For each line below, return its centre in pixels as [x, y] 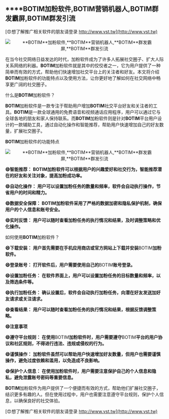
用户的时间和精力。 [29, 192]
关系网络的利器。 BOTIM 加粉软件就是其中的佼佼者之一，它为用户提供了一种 [83, 65]
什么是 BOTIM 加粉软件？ [30, 95]
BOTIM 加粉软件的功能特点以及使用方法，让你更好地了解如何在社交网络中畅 [83, 78]
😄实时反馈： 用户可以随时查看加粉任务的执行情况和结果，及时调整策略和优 [83, 220]
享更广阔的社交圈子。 [27, 84]
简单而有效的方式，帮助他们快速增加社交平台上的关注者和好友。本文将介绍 [82, 71]
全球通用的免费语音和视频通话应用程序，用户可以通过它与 [101, 112]
